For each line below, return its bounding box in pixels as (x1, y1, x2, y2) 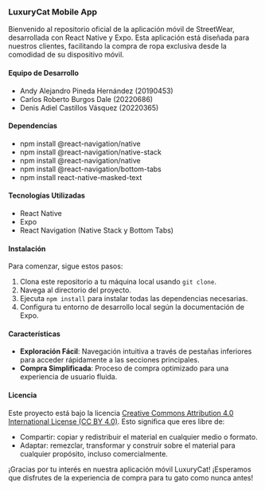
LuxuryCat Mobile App (8, 6, 98, 18)
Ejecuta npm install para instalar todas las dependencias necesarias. (19, 294, 248, 304)
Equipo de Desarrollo (8, 68, 80, 77)
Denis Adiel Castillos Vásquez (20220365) (19, 103, 159, 112)
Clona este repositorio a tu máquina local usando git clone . (19, 277, 217, 287)
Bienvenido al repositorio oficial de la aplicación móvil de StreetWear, (8, 25, 235, 34)
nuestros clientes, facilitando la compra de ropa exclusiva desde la (8, 41, 227, 51)
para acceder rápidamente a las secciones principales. (19, 355, 201, 365)
